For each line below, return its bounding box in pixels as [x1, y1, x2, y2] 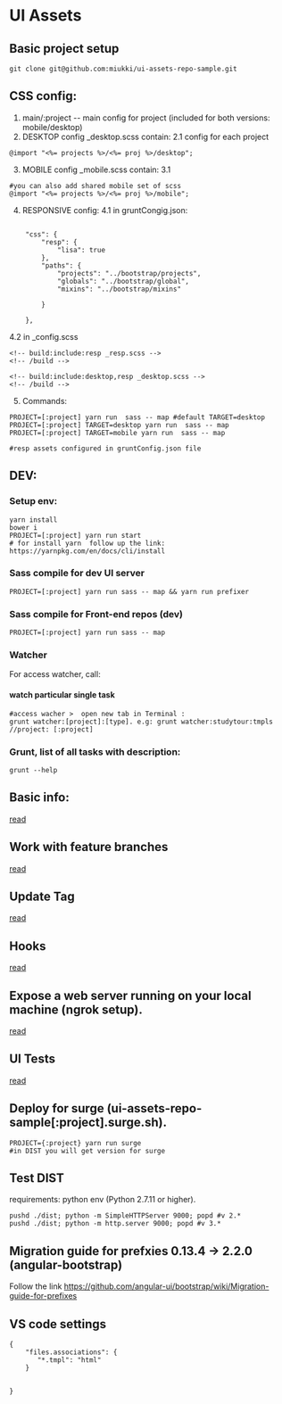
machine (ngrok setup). [9, 1002, 143, 1017]
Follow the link [9, 1281, 62, 1292]
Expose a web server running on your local [9, 987, 252, 1003]
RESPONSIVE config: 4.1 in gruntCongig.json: [21, 204, 188, 215]
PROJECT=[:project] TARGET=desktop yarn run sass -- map [9, 420, 229, 429]
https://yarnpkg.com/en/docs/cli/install [9, 546, 166, 556]
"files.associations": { [25, 1348, 118, 1357]
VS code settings [9, 1317, 107, 1332]
